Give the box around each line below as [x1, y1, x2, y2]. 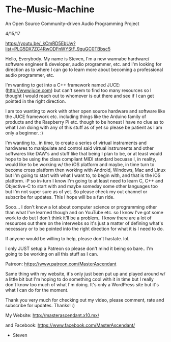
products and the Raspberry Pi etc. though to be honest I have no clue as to [5, 119, 164, 125]
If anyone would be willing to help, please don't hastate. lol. [5, 235, 130, 241]
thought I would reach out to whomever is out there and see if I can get [5, 93, 154, 99]
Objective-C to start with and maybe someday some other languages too [5, 183, 158, 189]
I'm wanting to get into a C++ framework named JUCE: [5, 82, 121, 88]
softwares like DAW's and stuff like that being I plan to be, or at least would [5, 150, 162, 156]
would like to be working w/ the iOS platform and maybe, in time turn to [5, 161, 155, 167]
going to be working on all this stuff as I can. [5, 250, 98, 257]
